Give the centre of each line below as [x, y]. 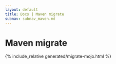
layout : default [21, 10]
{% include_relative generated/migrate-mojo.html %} [58, 56]
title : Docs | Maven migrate [35, 14]
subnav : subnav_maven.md [30, 19]
